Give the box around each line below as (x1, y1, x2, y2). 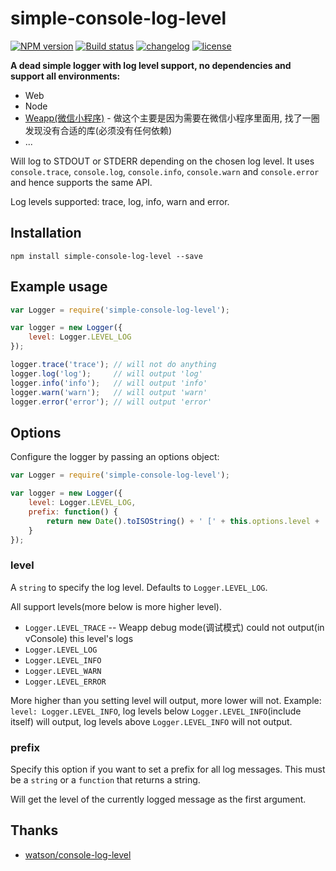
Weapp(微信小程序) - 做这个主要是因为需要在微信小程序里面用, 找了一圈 (24, 112, 320, 124)
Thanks (10, 822, 59, 839)
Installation (10, 225, 82, 242)
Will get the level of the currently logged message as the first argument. (10, 793, 307, 805)
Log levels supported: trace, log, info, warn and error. (10, 195, 230, 207)
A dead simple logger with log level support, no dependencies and (10, 59, 292, 71)
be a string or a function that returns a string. (10, 773, 201, 786)
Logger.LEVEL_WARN (24, 666, 102, 676)
